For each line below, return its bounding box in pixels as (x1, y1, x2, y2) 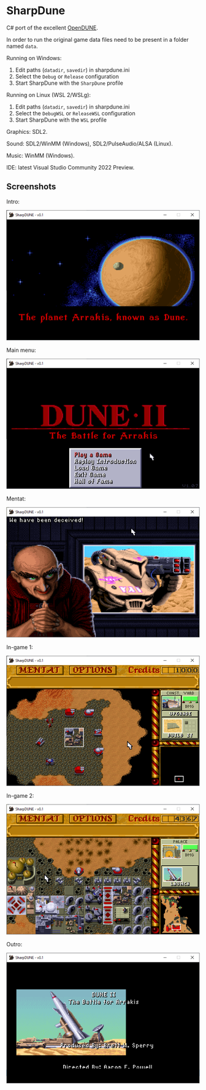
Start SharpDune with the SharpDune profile (15, 79, 124, 87)
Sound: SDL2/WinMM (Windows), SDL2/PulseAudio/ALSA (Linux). (6, 139, 174, 147)
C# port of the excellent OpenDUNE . (6, 24, 98, 31)
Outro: (6, 941, 23, 948)
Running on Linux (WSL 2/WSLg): (6, 91, 91, 98)
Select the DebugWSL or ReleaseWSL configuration (15, 109, 136, 117)
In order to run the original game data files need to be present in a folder (6, 36, 189, 43)
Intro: (6, 198, 20, 205)
